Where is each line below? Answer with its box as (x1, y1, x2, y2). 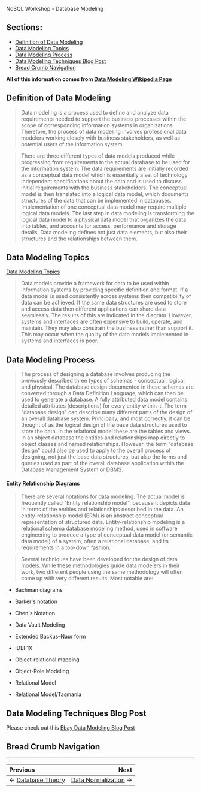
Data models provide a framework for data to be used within (20, 280, 169, 287)
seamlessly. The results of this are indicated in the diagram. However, (20, 312, 193, 319)
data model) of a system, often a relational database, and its (20, 538, 169, 545)
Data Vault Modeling (14, 621, 65, 628)
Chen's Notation (14, 610, 56, 617)
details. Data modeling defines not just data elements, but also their (20, 228, 187, 236)
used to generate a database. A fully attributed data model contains (20, 396, 187, 403)
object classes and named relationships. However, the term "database (20, 441, 194, 448)
